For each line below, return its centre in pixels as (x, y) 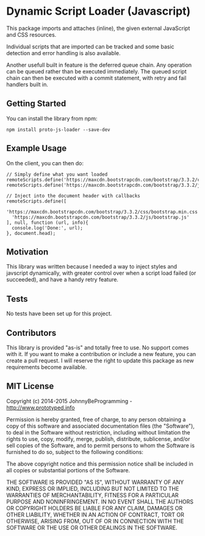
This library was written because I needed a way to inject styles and (92, 267)
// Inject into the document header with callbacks (73, 196)
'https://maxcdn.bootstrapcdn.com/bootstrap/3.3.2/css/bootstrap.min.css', (105, 212)
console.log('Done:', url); (48, 228)
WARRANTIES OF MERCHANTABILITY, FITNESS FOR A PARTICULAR (92, 495)
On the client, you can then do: (45, 163)
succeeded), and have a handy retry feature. (63, 280)
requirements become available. (47, 367)
